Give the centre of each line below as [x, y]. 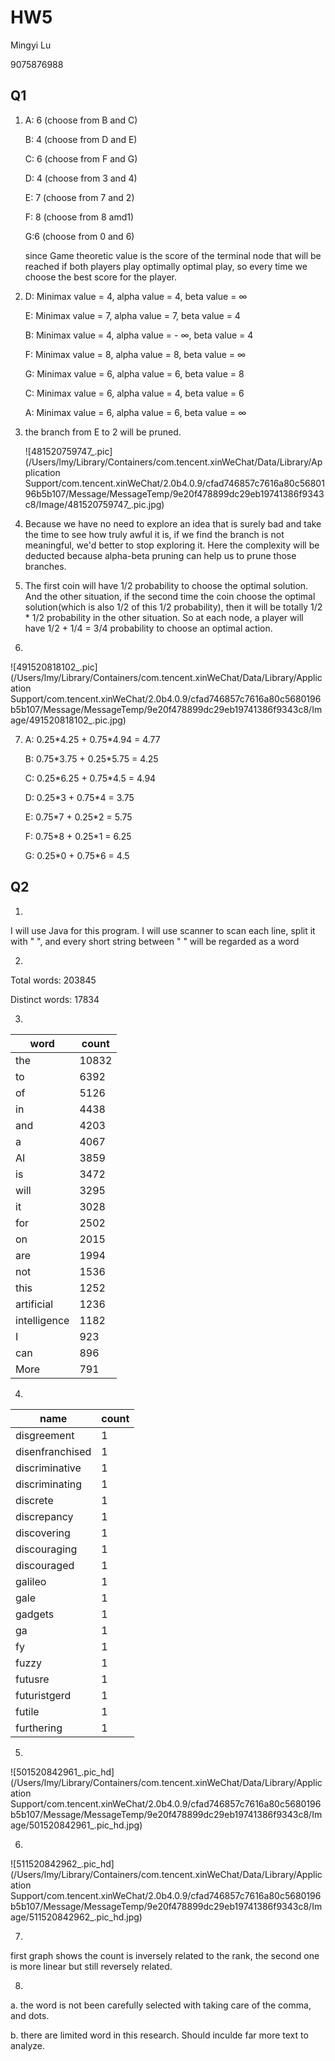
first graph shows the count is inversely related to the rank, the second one [165, 1955]
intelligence [42, 1320]
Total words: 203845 [53, 980]
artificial [34, 1304]
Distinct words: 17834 [55, 999]
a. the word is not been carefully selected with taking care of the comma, [161, 2005]
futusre [32, 1679]
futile [27, 1711]
